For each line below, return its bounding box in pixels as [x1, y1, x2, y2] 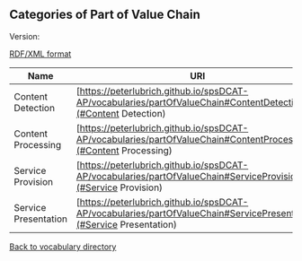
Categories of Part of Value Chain [9, 7, 200, 22]
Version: [9, 30, 40, 41]
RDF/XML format [9, 48, 72, 59]
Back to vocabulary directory [9, 241, 117, 252]
